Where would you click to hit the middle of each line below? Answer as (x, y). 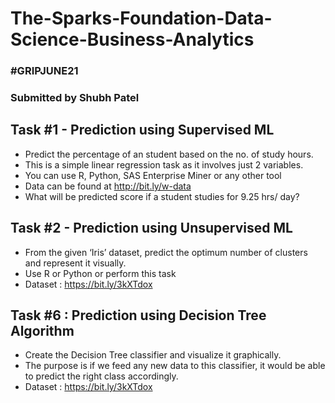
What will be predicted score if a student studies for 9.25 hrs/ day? (162, 196)
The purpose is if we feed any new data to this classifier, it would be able (175, 366)
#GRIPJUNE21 (44, 71)
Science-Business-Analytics (132, 39)
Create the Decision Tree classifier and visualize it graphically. (153, 355)
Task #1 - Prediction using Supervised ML (142, 130)
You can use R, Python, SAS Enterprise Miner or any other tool (153, 175)
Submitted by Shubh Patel (75, 98)
